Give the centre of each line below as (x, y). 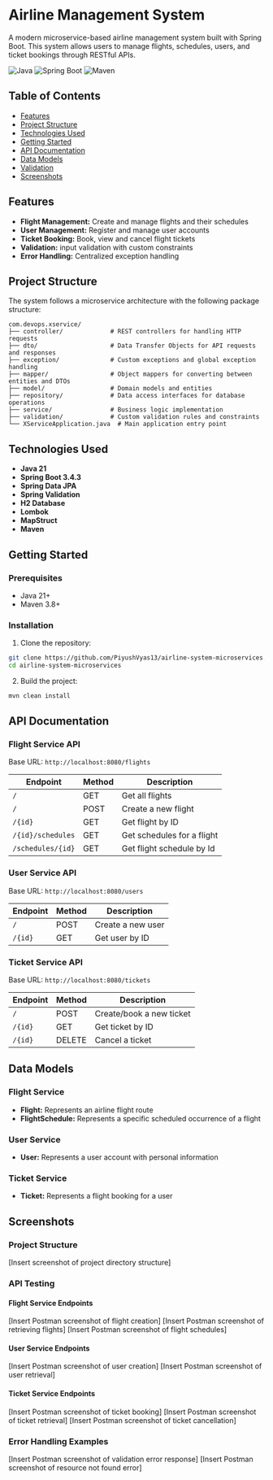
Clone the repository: (56, 643)
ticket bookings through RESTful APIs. (72, 54)
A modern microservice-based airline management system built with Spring (135, 37)
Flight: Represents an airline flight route (87, 1110)
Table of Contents (55, 96)
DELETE (71, 1040)
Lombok (34, 512)
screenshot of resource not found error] (75, 1467)
